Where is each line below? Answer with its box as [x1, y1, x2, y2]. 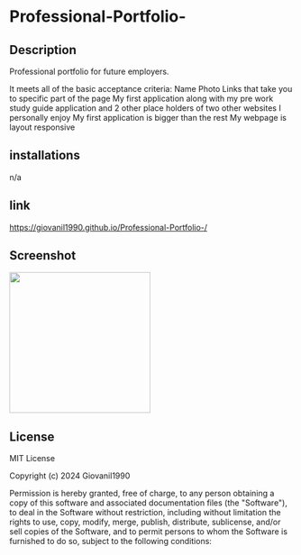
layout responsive [9, 122, 76, 132]
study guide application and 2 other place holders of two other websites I [9, 103, 281, 114]
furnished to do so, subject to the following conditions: [9, 536, 212, 547]
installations [9, 148, 81, 163]
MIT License [9, 453, 56, 464]
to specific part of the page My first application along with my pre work [9, 93, 274, 104]
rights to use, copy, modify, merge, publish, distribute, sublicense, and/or [9, 516, 281, 528]
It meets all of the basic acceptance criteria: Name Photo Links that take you [9, 84, 293, 94]
